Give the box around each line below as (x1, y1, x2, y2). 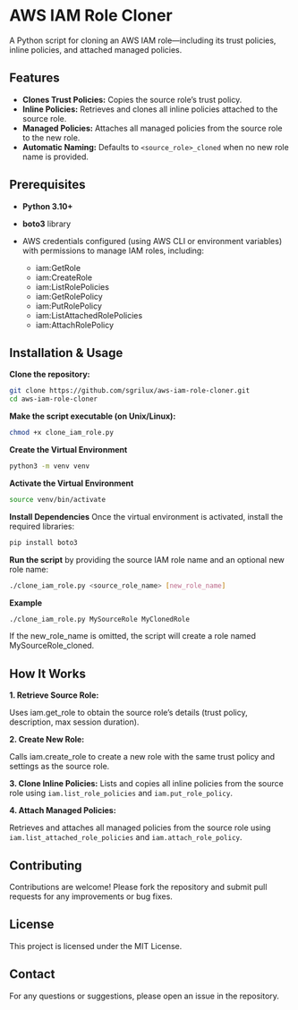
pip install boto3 (9, 538, 78, 547)
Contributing (9, 858, 82, 873)
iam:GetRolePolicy (35, 291, 103, 301)
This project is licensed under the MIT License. (9, 940, 183, 951)
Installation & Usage (9, 345, 123, 361)
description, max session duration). (9, 717, 140, 727)
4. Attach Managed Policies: (9, 805, 116, 816)
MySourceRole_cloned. (9, 641, 95, 651)
